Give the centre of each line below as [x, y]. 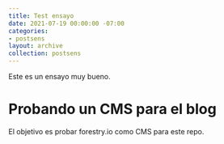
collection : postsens [45, 53]
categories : [28, 31]
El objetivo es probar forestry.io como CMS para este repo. [106, 131]
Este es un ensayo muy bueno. [59, 76]
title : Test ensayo [41, 16]
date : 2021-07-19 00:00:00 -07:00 [67, 23]
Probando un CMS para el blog [112, 109]
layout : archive [36, 46]
